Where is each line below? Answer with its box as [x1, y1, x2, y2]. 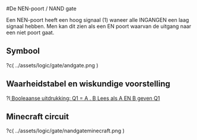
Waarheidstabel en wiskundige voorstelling [6, 79, 171, 89]
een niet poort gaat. [6, 29, 55, 36]
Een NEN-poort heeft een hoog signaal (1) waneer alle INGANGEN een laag [6, 17, 189, 23]
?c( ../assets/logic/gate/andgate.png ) [6, 61, 99, 69]
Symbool [6, 46, 40, 56]
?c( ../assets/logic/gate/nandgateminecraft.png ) [6, 127, 125, 135]
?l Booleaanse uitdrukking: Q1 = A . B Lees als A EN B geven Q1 [6, 95, 160, 102]
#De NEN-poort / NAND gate [6, 5, 77, 12]
